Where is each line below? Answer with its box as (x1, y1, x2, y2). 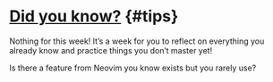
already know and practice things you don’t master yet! (9, 45, 213, 55)
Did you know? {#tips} (9, 6, 179, 27)
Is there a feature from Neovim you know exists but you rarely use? (9, 62, 257, 73)
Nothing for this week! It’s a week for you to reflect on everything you (9, 36, 265, 46)
